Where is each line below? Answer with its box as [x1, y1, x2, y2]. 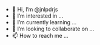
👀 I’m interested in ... [12, 12, 64, 19]
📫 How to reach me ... [12, 32, 68, 39]
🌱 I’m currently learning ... [12, 19, 77, 26]
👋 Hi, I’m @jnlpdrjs [12, 6, 58, 13]
